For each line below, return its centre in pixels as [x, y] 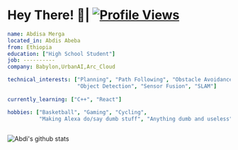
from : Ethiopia [30, 47]
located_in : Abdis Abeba [44, 40]
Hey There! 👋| [49, 15]
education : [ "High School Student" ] [61, 54]
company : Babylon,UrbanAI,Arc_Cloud [61, 67]
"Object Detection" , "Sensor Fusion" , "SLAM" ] [147, 86]
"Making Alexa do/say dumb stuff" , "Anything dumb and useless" [136, 119]
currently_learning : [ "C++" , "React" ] [64, 99]
